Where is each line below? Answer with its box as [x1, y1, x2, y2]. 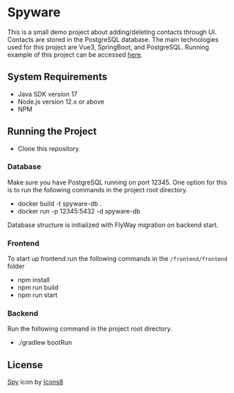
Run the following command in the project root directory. [7, 324, 172, 333]
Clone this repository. [17, 144, 81, 153]
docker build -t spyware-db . [17, 199, 102, 208]
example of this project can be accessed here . [7, 50, 143, 59]
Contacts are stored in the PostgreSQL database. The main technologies [7, 35, 219, 43]
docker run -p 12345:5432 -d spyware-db [17, 206, 140, 215]
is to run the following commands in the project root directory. [7, 185, 188, 194]
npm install [17, 276, 50, 284]
